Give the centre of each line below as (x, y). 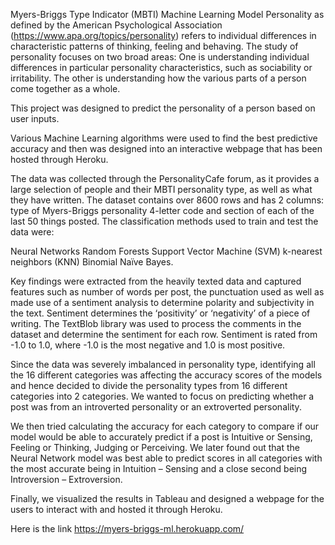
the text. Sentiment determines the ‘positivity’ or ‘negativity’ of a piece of (160, 313)
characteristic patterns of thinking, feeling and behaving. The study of (154, 46)
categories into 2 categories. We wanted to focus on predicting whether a (162, 396)
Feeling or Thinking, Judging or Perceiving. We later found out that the (155, 447)
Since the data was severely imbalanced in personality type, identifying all (163, 364)
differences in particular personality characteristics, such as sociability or (161, 67)
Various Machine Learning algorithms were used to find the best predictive (164, 138)
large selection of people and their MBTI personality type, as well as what (161, 189)
